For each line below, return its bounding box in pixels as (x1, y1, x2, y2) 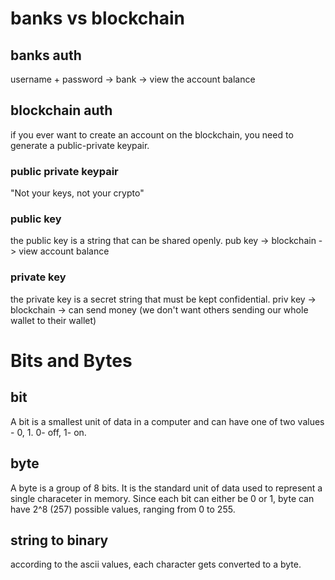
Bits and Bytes (10, 349, 133, 372)
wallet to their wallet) (10, 314, 97, 326)
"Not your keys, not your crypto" (10, 187, 145, 199)
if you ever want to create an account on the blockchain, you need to (10, 128, 294, 141)
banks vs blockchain (10, 7, 185, 30)
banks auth (10, 47, 82, 64)
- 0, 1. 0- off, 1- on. (10, 426, 87, 438)
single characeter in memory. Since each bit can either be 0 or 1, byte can (10, 492, 315, 504)
